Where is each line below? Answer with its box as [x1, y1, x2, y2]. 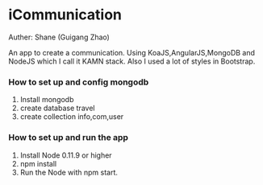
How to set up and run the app [8, 132, 129, 143]
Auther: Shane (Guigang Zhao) [8, 32, 111, 42]
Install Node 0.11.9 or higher [19, 150, 112, 160]
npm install [19, 158, 57, 168]
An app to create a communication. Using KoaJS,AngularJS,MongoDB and [8, 47, 256, 57]
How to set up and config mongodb [8, 76, 149, 88]
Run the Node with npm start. [19, 167, 119, 177]
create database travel [19, 103, 95, 113]
